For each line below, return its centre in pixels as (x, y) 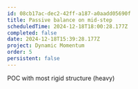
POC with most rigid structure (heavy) (61, 78)
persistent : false (33, 59)
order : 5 (20, 52)
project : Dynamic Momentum (46, 46)
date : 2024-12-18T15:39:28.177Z (53, 39)
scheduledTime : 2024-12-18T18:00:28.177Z (68, 26)
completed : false (32, 33)
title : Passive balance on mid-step (60, 20)
